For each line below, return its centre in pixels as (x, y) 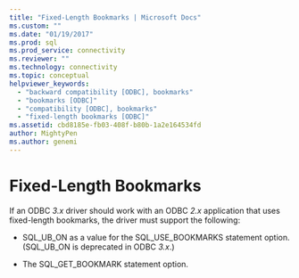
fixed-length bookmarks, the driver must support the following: (125, 220)
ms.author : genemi (43, 142)
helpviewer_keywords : (50, 84)
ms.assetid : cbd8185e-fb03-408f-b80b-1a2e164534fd (105, 126)
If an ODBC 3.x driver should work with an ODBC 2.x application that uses (145, 210)
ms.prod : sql (33, 42)
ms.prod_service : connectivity (67, 51)
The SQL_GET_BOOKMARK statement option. (105, 264)
